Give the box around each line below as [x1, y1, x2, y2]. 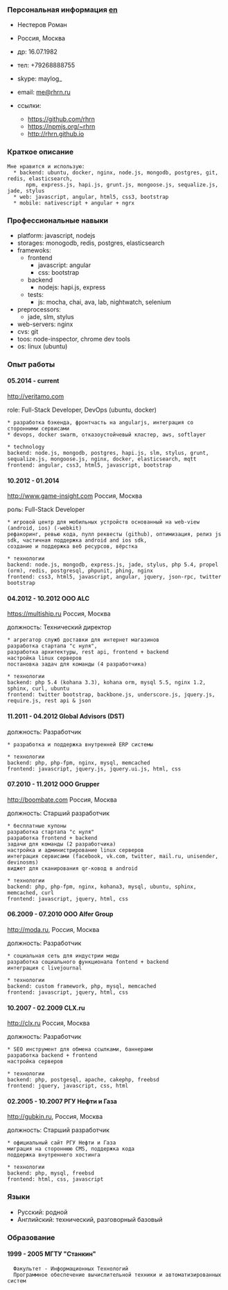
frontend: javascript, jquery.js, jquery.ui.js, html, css [7, 765, 182, 773]
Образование [7, 1232, 55, 1242]
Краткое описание [7, 147, 74, 157]
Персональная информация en [7, 5, 118, 15]
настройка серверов [7, 1058, 64, 1065]
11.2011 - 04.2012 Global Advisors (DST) [7, 712, 125, 720]
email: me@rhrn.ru [17, 88, 71, 97]
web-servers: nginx [17, 320, 73, 328]
